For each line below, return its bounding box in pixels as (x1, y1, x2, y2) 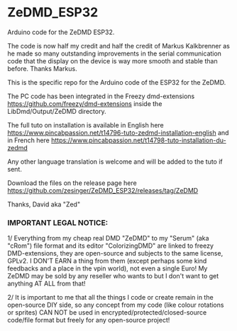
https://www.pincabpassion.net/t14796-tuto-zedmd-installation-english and (7, 128, 229, 137)
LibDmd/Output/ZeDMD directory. (7, 107, 106, 115)
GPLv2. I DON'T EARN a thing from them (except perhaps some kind (7, 257, 207, 266)
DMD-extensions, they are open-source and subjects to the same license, (7, 249, 224, 258)
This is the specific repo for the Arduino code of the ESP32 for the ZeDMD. (7, 78, 226, 86)
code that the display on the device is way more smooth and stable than (7, 56, 218, 65)
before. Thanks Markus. (7, 64, 77, 73)
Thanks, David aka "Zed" (7, 200, 80, 209)
